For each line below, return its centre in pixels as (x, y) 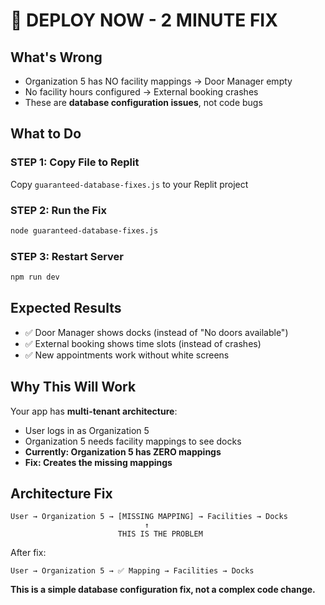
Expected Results (66, 308)
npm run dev (35, 277)
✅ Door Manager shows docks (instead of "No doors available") (156, 332)
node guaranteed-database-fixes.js (84, 230)
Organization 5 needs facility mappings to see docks (133, 441)
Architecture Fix (61, 494)
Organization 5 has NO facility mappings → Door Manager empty (158, 81)
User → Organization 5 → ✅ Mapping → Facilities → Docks (132, 571)
